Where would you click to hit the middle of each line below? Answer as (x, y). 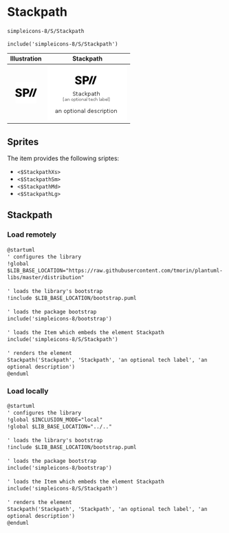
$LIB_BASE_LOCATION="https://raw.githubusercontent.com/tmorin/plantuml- (115, 270)
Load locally (28, 391)
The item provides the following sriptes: (63, 158)
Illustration (26, 58)
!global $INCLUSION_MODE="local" (55, 420)
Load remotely (32, 235)
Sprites (23, 142)
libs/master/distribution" (46, 277)
